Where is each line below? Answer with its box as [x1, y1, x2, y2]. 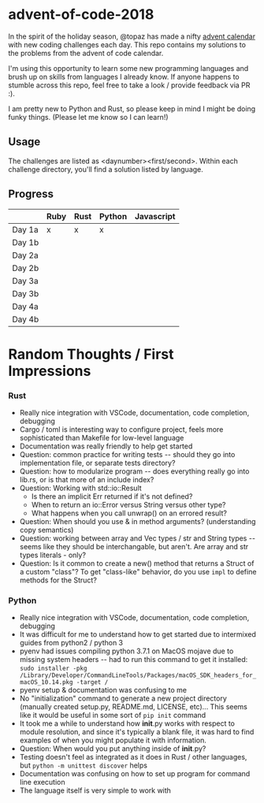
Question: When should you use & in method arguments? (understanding [19, 517, 256, 526]
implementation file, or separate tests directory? [19, 459, 176, 468]
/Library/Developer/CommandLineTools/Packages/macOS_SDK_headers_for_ [19, 671, 257, 679]
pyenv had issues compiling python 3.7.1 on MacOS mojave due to [19, 646, 234, 656]
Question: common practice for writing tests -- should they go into [19, 450, 236, 459]
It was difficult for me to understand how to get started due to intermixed [19, 630, 256, 639]
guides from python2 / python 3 [19, 638, 124, 648]
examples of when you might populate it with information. [19, 735, 207, 745]
